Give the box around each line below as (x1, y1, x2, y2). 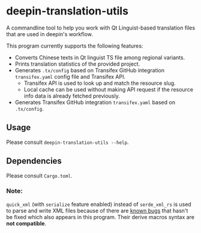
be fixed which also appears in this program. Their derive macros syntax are (6, 213, 195, 220)
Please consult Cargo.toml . (6, 172, 73, 179)
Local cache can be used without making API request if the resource (23, 85, 194, 93)
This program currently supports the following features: (6, 42, 143, 49)
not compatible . (6, 220, 47, 227)
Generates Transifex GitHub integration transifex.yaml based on (14, 98, 176, 106)
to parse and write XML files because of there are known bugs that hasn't (6, 207, 188, 214)
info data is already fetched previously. (23, 92, 120, 99)
